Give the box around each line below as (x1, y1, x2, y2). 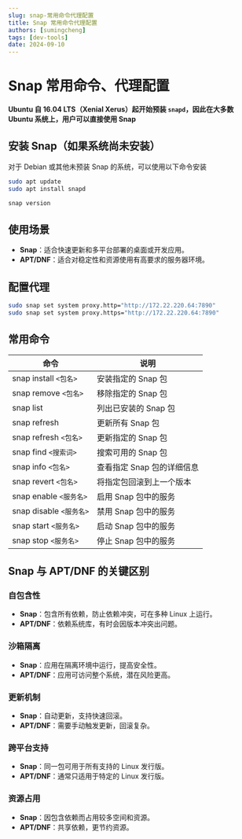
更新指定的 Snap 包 (97, 432, 167, 443)
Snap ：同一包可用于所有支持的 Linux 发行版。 (19, 762, 169, 771)
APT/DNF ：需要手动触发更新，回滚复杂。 (19, 720, 155, 730)
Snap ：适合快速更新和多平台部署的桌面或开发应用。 (19, 245, 189, 255)
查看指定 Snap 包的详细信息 (97, 462, 199, 473)
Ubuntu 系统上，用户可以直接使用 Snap (8, 115, 136, 124)
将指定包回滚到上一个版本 (97, 477, 192, 488)
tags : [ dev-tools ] (8, 33, 68, 42)
